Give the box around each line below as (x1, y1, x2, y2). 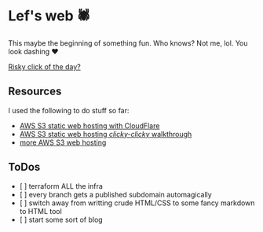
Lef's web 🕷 (8, 7, 91, 25)
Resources (8, 85, 62, 98)
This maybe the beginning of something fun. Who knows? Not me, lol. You (8, 38, 248, 48)
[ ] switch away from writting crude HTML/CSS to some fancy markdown (19, 198, 255, 208)
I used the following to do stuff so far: (8, 105, 130, 115)
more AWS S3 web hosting (19, 138, 107, 147)
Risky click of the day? (8, 61, 81, 72)
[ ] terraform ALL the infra (19, 181, 104, 190)
